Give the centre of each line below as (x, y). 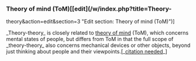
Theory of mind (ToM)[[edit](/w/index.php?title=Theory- (89, 9)
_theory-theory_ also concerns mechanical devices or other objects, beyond (98, 45)
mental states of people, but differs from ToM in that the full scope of (90, 39)
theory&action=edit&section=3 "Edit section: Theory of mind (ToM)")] (90, 22)
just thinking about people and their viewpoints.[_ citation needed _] (87, 52)
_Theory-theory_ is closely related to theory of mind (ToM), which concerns (97, 33)
